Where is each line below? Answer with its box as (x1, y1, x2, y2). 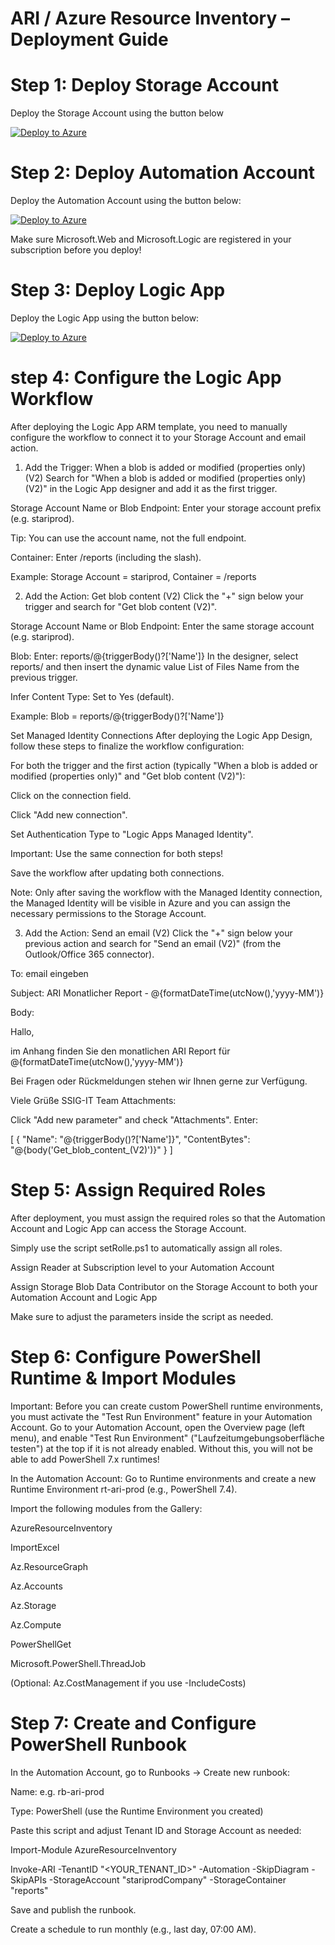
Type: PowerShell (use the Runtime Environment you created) (10, 1805, 264, 1817)
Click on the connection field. (10, 789, 132, 801)
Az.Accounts (10, 1580, 63, 1592)
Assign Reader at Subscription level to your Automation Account (10, 1261, 275, 1273)
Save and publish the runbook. (10, 1903, 137, 1916)
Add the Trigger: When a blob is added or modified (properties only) (24, 461, 306, 473)
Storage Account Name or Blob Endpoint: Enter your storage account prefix (10, 502, 322, 514)
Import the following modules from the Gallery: (10, 1502, 203, 1514)
